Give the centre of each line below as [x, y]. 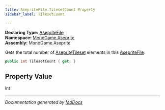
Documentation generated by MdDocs [44, 102]
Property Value [29, 76]
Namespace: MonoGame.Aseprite [40, 38]
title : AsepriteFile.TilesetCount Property [50, 10]
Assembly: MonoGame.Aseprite [38, 43]
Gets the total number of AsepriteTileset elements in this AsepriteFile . [75, 52]
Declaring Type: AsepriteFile [34, 32]
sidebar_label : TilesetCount [35, 14]
